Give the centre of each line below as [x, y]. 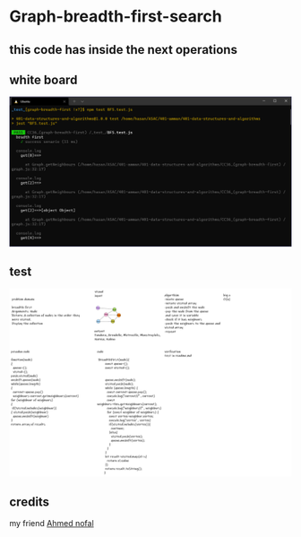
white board [43, 79]
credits [30, 502]
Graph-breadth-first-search [116, 17]
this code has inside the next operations [123, 50]
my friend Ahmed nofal [52, 523]
